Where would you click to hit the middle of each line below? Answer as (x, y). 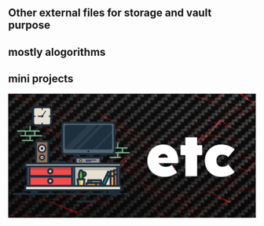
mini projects (41, 79)
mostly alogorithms (57, 52)
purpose (29, 26)
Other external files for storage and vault (110, 13)
